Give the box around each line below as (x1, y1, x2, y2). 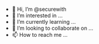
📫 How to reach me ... (11, 32, 68, 38)
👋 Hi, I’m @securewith (11, 6, 67, 12)
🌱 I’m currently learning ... (11, 18, 76, 25)
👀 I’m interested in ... (11, 12, 63, 19)
